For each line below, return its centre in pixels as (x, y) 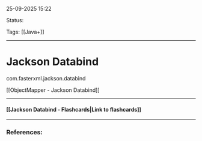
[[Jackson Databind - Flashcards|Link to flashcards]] (74, 109)
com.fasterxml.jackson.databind (46, 78)
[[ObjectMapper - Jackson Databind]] (53, 90)
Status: (15, 20)
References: (25, 133)
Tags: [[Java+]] (25, 32)
